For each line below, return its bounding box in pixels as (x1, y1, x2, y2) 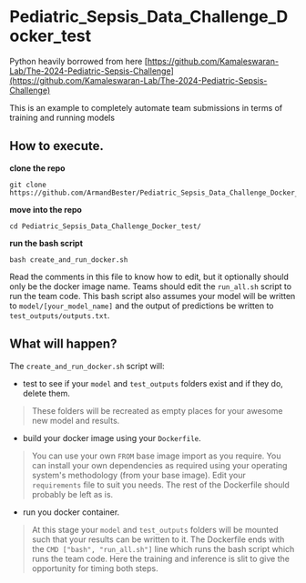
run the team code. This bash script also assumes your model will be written (9, 290, 296, 301)
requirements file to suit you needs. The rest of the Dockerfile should (31, 479, 290, 490)
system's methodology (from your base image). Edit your (31, 469, 246, 480)
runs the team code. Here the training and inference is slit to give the (31, 553, 290, 564)
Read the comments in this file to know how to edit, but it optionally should (9, 271, 290, 282)
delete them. (22, 387, 70, 398)
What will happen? (9, 337, 117, 352)
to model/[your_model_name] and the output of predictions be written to (9, 300, 274, 311)
